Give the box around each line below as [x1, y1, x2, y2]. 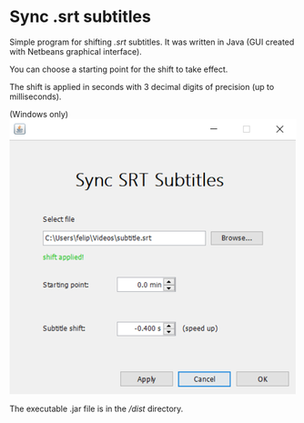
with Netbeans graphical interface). [9, 45, 143, 56]
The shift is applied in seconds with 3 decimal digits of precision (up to [9, 81, 275, 92]
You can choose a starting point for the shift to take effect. [9, 64, 228, 75]
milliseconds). [9, 91, 62, 102]
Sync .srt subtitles [9, 6, 152, 27]
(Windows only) [9, 108, 69, 119]
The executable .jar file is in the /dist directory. [9, 403, 184, 415]
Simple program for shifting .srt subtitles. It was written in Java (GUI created [9, 36, 295, 47]
